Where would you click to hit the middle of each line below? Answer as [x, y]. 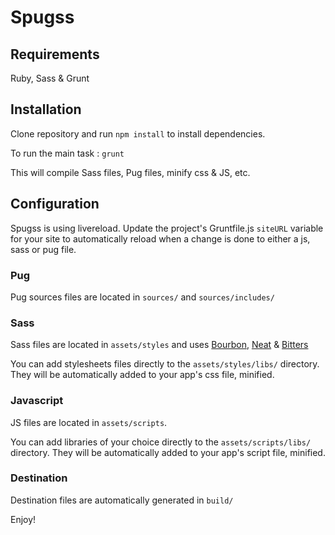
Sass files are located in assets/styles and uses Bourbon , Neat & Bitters [159, 345]
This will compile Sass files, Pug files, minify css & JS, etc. [130, 172]
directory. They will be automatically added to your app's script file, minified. [168, 452]
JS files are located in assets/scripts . [89, 422]
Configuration [55, 204]
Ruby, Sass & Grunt [50, 78]
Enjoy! [23, 519]
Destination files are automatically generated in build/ [122, 500]
